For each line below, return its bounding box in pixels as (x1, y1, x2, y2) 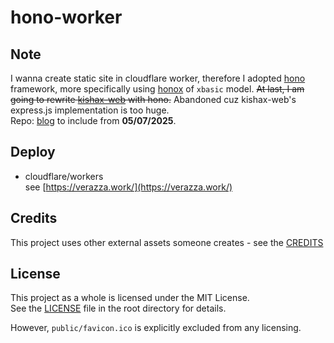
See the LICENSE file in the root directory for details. (10, 302, 227, 315)
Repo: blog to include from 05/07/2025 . (10, 115, 177, 126)
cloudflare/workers (24, 170, 104, 182)
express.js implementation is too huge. (10, 104, 170, 116)
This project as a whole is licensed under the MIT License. (10, 292, 250, 304)
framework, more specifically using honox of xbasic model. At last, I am (10, 83, 305, 95)
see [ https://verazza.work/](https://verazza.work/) (24, 181, 233, 193)
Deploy (10, 144, 56, 161)
